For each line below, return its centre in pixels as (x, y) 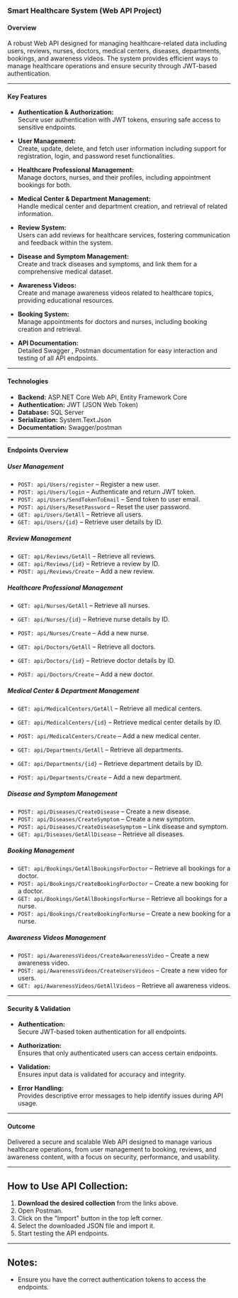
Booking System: (43, 314)
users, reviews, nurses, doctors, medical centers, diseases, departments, (114, 51)
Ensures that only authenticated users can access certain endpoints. (118, 1053)
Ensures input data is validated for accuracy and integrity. (102, 1074)
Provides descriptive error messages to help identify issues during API (120, 1096)
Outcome (21, 1126)
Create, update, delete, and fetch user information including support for (122, 148)
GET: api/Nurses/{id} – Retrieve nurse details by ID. (93, 620)
